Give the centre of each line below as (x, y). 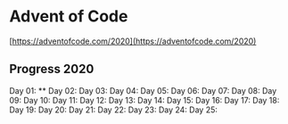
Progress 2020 (52, 69)
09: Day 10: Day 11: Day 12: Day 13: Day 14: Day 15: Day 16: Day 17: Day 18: (144, 100)
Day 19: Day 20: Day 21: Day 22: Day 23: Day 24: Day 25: (114, 110)
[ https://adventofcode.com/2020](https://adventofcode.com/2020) (133, 41)
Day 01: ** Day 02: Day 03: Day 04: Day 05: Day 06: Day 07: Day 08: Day (143, 90)
